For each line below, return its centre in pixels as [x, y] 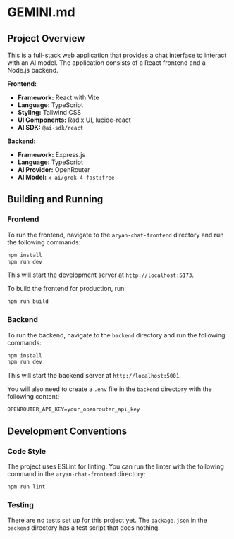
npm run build [28, 302]
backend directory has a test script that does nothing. [84, 528]
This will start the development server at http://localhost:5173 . [101, 275]
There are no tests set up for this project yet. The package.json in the [107, 520]
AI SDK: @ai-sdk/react [50, 127]
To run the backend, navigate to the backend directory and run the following [116, 335]
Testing [20, 504]
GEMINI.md [41, 12]
